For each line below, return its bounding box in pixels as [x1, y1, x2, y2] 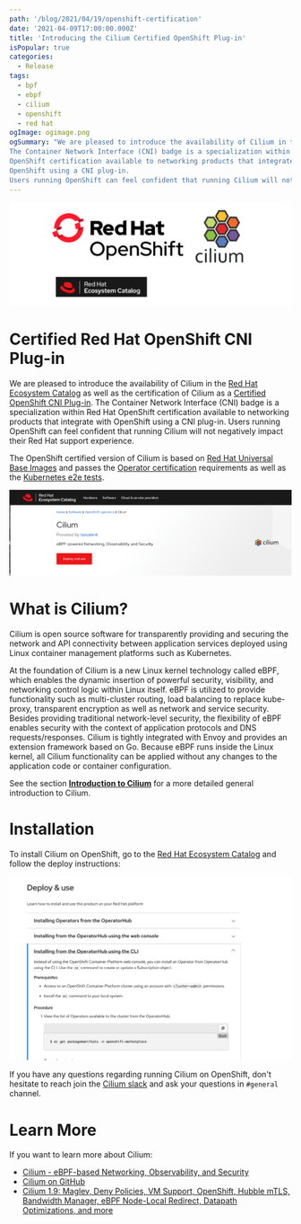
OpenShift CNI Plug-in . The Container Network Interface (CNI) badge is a [9, 396, 279, 408]
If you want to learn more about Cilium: [9, 1149, 153, 1160]
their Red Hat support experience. [9, 435, 134, 446]
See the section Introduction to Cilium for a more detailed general [9, 778, 254, 789]
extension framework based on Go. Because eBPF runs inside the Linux [9, 741, 274, 752]
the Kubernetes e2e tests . [9, 472, 105, 483]
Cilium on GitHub [21, 1176, 85, 1187]
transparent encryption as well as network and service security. [34, 704, 270, 714]
